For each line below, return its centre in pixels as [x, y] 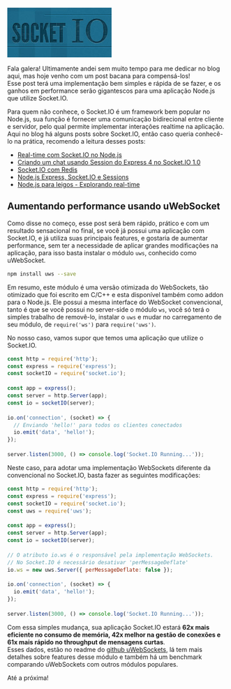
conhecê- [209, 134]
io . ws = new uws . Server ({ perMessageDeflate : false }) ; [90, 570]
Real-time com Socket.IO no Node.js [69, 155]
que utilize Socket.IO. [38, 98]
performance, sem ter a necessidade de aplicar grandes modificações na [113, 245]
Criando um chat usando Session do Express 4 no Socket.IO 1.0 [109, 162]
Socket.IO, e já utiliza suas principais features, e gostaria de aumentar [107, 238]
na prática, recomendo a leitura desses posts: [80, 141]
